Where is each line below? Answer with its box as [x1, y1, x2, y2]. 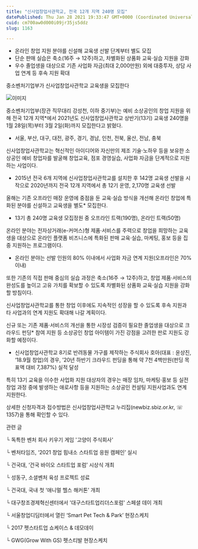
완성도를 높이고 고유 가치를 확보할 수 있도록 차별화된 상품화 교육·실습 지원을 [6, 282, 179, 289]
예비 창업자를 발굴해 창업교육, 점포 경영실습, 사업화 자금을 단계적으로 [21, 154, 179, 162]
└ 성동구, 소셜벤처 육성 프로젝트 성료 [6, 474, 90, 481]
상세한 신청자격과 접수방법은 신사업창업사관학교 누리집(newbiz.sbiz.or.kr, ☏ [6, 403, 183, 411]
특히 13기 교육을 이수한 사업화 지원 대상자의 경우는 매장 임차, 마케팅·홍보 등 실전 [6, 376, 189, 383]
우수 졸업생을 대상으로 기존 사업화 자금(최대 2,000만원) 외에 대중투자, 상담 [14, 62, 186, 69]
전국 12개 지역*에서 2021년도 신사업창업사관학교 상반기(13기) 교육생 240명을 [12, 115, 189, 122]
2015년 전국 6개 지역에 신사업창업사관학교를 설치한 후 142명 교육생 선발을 [14, 175, 184, 182]
